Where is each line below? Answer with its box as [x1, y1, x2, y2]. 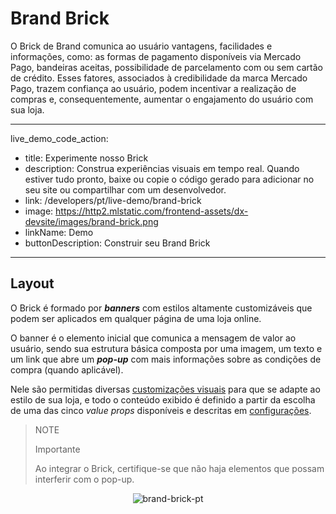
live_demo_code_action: [10, 132, 109, 144]
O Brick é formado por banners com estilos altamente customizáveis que [10, 302, 313, 314]
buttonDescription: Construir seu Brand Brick [24, 237, 211, 249]
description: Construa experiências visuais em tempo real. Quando [24, 162, 300, 174]
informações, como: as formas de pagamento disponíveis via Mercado [10, 50, 302, 62]
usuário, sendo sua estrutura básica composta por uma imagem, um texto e [10, 342, 323, 354]
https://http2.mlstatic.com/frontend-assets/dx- [55, 205, 249, 217]
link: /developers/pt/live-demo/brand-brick [24, 194, 202, 206]
